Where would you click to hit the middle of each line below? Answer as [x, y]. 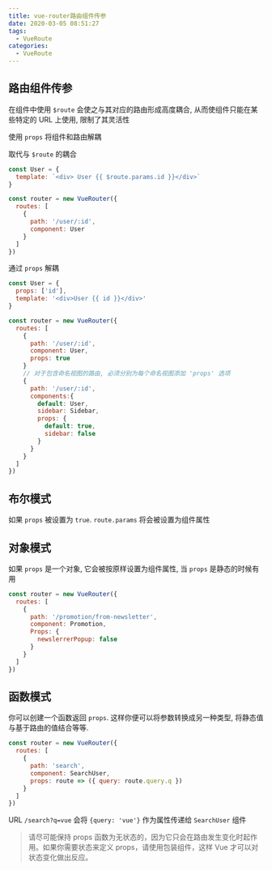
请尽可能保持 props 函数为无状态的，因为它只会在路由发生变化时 [136, 837]
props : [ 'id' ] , [41, 291]
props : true [50, 358]
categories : [28, 46]
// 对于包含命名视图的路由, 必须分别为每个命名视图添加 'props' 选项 [127, 373]
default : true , [70, 426]
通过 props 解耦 [34, 268]
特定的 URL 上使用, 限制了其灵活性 [72, 119]
